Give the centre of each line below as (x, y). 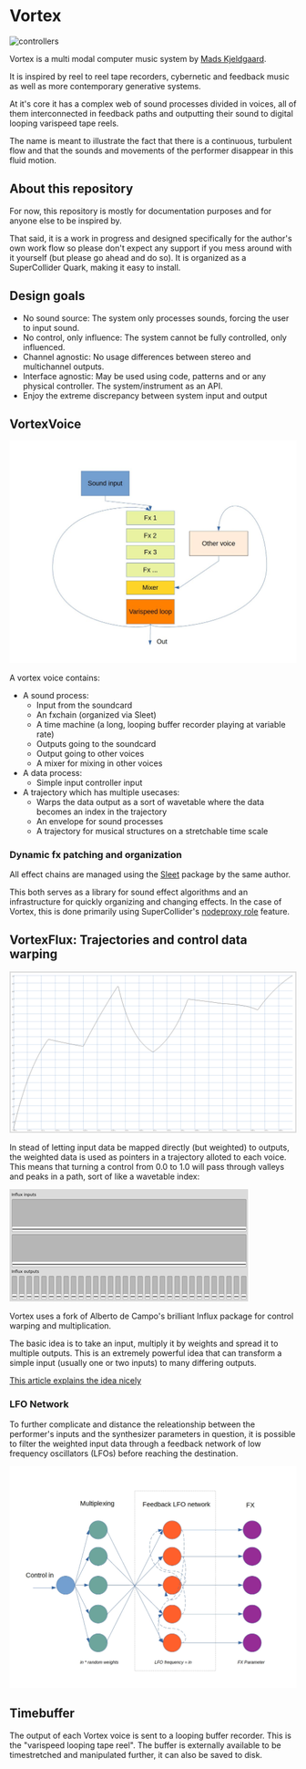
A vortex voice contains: (55, 678)
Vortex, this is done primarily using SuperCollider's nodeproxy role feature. (149, 911)
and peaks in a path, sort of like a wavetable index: (105, 1176)
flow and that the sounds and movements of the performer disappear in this (152, 150)
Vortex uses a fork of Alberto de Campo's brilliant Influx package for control (152, 1316)
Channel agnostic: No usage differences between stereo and (137, 357)
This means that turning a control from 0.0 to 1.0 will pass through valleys (147, 1167)
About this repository (71, 189)
